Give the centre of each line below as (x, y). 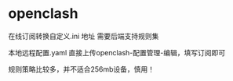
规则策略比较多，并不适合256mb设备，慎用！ (82, 69)
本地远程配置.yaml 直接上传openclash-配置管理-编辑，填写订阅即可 (117, 52)
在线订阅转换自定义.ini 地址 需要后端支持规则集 (84, 36)
